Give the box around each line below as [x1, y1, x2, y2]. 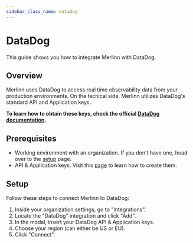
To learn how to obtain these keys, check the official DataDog [6, 110, 160, 117]
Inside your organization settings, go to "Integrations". [14, 206, 146, 213]
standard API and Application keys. [6, 98, 91, 106]
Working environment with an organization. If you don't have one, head [14, 149, 188, 156]
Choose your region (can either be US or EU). [14, 225, 126, 232]
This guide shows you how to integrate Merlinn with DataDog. [6, 54, 156, 61]
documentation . [6, 116, 47, 124]
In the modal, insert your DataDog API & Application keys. [14, 219, 155, 225]
